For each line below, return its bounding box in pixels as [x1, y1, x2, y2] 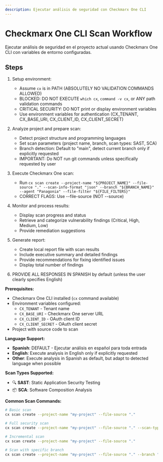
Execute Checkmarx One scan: [12, 170, 74, 176]
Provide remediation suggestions [19, 228, 86, 233]
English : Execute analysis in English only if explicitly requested [12, 350, 138, 356]
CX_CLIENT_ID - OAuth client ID [19, 316, 80, 322]
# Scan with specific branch [5, 447, 64, 452]
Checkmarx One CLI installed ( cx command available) [12, 296, 119, 301]
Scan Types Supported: [5, 370, 54, 376]
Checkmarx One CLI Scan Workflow [5, 28, 153, 39]
